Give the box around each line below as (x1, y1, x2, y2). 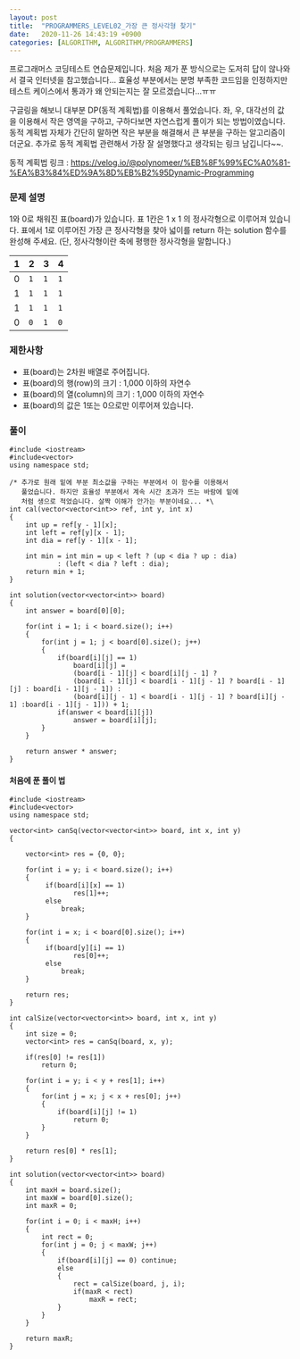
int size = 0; (25, 1030, 78, 1038)
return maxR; (25, 1334, 74, 1344)
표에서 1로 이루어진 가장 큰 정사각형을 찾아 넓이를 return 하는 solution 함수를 (21, 224, 287, 235)
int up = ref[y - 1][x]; (25, 521, 118, 529)
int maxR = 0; (25, 1202, 78, 1211)
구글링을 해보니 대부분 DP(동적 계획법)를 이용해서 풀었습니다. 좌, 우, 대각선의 (9, 104, 276, 116)
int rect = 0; (41, 1233, 94, 1242)
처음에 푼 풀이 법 (9, 774, 66, 786)
